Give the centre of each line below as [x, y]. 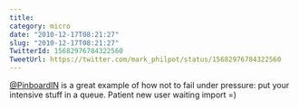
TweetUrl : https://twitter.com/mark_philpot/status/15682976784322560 [145, 59]
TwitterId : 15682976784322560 [67, 51]
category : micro [40, 26]
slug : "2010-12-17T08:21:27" [64, 43]
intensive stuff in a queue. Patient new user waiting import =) [123, 95]
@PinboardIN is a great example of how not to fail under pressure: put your [149, 85]
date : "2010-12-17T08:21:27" [64, 34]
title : [22, 18]
